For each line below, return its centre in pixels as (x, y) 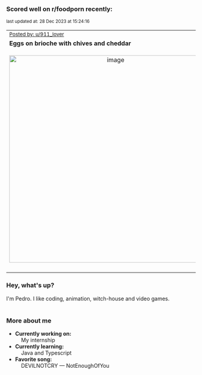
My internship (38, 340)
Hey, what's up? (30, 285)
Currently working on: (43, 333)
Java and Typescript (46, 353)
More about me (29, 320)
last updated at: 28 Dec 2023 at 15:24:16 (48, 22)
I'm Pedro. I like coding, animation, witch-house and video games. (88, 298)
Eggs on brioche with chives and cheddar (70, 43)
